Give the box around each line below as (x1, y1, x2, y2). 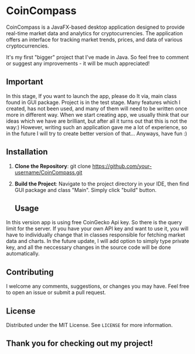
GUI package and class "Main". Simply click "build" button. (14, 186, 157, 193)
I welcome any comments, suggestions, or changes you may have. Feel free (6, 283, 190, 290)
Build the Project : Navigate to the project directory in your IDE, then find (14, 180, 189, 187)
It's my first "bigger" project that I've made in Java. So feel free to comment (6, 53, 189, 60)
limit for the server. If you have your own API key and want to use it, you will (6, 225, 189, 232)
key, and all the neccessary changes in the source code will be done (6, 244, 172, 251)
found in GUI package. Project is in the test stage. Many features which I (6, 99, 180, 106)
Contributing (6, 267, 54, 277)
